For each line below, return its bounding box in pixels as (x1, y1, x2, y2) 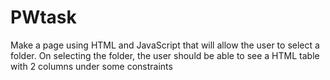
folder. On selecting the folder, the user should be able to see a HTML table (10, 49, 320, 61)
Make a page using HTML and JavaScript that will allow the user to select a (10, 39, 320, 51)
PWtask (10, 6, 77, 29)
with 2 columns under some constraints (10, 60, 173, 72)
